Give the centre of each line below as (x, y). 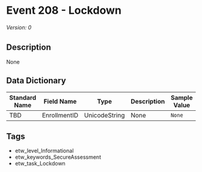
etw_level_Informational (44, 151)
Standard (23, 98)
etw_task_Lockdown (40, 164)
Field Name (60, 101)
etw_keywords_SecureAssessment (58, 157)
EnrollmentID (60, 115)
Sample (182, 98)
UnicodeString (104, 115)
